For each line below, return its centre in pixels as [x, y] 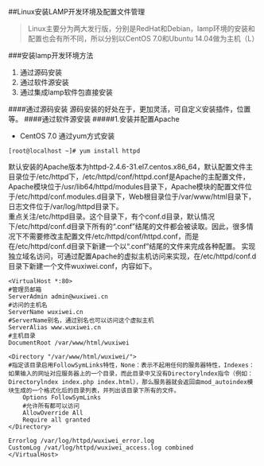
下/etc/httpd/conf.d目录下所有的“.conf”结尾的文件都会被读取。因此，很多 [127, 226]
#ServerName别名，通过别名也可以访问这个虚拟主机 [81, 320]
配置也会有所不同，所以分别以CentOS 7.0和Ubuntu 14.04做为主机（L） [143, 39]
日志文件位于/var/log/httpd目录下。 [66, 206]
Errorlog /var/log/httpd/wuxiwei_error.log [82, 441]
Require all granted [56, 420]
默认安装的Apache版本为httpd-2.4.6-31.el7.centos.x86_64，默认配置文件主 [130, 167]
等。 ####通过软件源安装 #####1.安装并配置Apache [94, 119]
